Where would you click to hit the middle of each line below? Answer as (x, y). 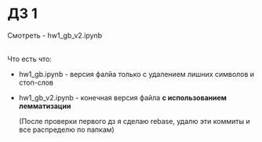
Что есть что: (30, 59)
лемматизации (45, 106)
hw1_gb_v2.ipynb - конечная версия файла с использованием (122, 97)
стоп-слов (36, 82)
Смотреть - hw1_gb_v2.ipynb (55, 35)
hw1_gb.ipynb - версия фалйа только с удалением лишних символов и (136, 74)
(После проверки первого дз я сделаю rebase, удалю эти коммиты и (134, 121)
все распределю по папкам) (66, 129)
